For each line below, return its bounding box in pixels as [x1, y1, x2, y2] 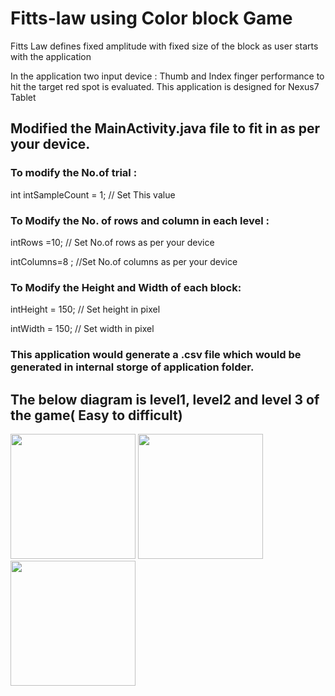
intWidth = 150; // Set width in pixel [10, 323, 155, 335]
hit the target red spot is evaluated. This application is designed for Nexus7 [10, 80, 320, 92]
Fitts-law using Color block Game [10, 7, 293, 30]
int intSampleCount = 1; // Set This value [10, 188, 176, 201]
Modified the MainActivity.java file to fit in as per [10, 120, 321, 137]
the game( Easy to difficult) [10, 407, 183, 424]
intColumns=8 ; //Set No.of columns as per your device [10, 255, 238, 267]
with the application [10, 50, 92, 62]
